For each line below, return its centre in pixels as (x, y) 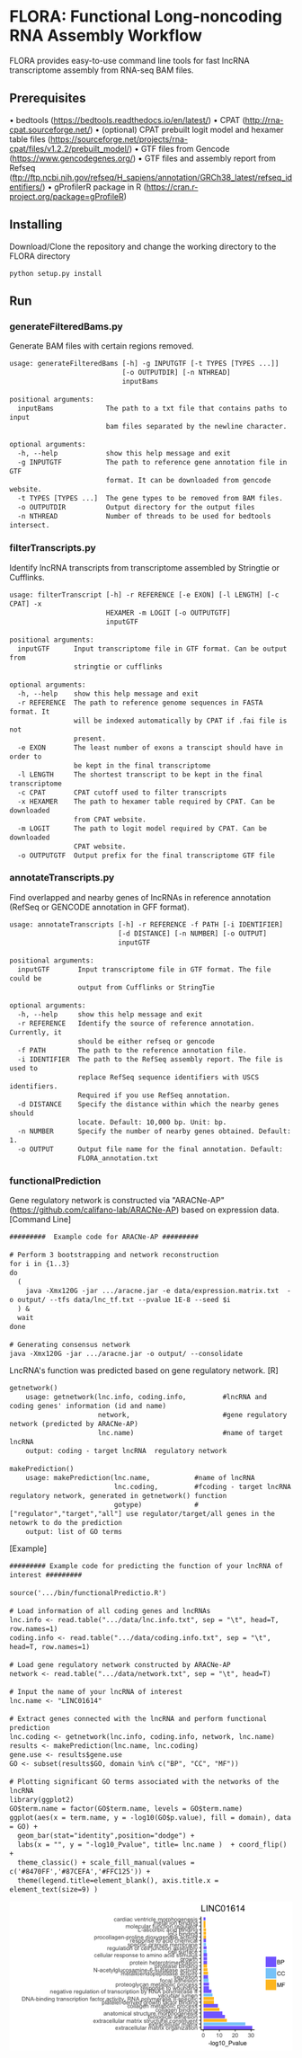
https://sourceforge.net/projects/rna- (120, 139)
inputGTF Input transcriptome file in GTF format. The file (144, 969)
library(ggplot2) (42, 1800)
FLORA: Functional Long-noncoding (146, 17)
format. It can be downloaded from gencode (188, 481)
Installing (36, 225)
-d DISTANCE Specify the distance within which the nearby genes (148, 1104)
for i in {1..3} (40, 1264)
